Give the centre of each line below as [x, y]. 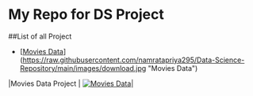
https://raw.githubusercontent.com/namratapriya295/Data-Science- [134, 60]
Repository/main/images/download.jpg [83, 68]
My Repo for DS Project [86, 15]
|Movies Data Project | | [71, 83]
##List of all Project [40, 36]
